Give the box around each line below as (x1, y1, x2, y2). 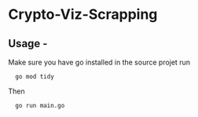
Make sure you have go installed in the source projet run (8, 57, 191, 67)
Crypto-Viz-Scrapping (8, 5, 158, 24)
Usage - (8, 37, 48, 50)
